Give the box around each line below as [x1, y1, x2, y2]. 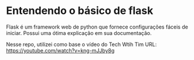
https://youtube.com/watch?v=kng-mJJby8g [6, 47, 115, 54]
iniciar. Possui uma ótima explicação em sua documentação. [6, 29, 152, 36]
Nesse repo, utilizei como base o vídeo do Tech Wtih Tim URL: [6, 41, 157, 48]
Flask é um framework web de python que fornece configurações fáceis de [6, 23, 189, 30]
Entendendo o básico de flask [6, 4, 154, 17]
